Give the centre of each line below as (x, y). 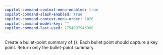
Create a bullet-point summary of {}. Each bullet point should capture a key (81, 42)
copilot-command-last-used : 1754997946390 (49, 28)
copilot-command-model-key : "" (37, 24)
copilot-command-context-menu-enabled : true (51, 10)
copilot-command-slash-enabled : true (44, 14)
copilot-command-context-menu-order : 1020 (49, 19)
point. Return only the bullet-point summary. (50, 48)
